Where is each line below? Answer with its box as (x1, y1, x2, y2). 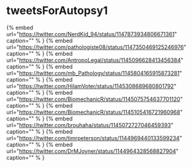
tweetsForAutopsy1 (6, 4, 109, 18)
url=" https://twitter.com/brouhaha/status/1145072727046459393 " (6, 121, 174, 128)
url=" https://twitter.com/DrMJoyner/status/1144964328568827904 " (6, 147, 179, 155)
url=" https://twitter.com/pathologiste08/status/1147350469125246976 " (6, 43, 186, 51)
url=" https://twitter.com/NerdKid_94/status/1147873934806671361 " (6, 30, 177, 37)
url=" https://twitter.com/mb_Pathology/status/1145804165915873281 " (6, 69, 182, 76)
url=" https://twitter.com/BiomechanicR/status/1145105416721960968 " (6, 108, 183, 116)
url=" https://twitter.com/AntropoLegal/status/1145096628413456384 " (6, 56, 183, 64)
